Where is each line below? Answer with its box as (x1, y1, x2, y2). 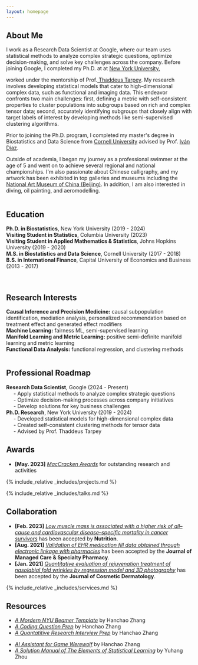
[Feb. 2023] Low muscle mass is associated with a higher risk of (14, 522, 173, 529)
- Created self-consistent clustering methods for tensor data (14, 421, 160, 428)
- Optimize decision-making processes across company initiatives (14, 396, 174, 403)
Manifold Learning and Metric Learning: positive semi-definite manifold (6, 333, 182, 340)
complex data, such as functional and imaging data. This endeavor (6, 89, 168, 96)
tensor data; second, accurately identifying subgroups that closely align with (6, 107, 192, 115)
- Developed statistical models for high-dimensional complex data (14, 415, 174, 422)
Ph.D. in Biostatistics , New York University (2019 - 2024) (6, 225, 146, 232)
